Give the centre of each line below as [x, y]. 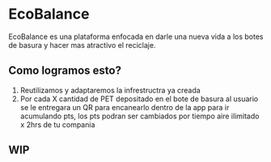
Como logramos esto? [65, 71]
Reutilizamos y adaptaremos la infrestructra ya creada [110, 90]
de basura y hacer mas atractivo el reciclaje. [82, 45]
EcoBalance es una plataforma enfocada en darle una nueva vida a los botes [136, 36]
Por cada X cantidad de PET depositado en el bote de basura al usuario [139, 99]
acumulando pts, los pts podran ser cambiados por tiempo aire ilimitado [140, 116]
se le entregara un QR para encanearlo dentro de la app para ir [125, 107]
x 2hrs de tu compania [57, 124]
